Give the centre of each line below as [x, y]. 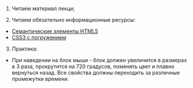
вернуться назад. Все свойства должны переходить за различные [96, 72]
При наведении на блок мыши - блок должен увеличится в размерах [99, 60]
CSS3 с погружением [39, 37]
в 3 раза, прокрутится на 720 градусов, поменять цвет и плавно [93, 66]
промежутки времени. [40, 79]
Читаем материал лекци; [43, 9]
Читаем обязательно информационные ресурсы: [73, 20]
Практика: [24, 49]
